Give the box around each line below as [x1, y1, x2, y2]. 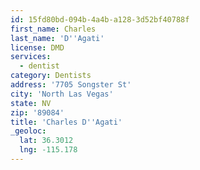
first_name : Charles [10, 24, 97, 34]
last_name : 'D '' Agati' [10, 33, 105, 43]
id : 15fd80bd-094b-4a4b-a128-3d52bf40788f [10, 14, 190, 25]
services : [10, 52, 52, 62]
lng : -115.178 [19, 145, 78, 155]
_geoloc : [10, 126, 47, 136]
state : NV [10, 98, 52, 108]
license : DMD [10, 42, 65, 53]
